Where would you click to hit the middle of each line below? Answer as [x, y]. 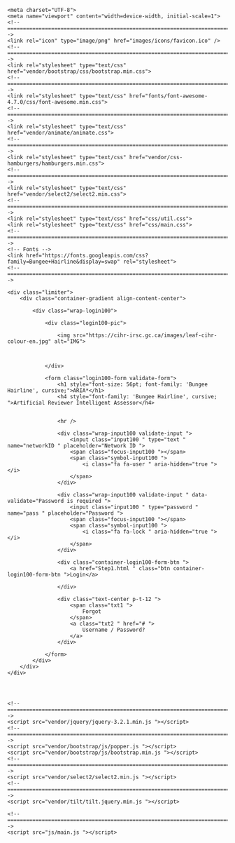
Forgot [92, 612]
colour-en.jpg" [29, 342]
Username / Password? [114, 630]
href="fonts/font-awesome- [169, 96]
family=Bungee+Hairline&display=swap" [64, 262]
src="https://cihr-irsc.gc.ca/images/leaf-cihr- [145, 335]
